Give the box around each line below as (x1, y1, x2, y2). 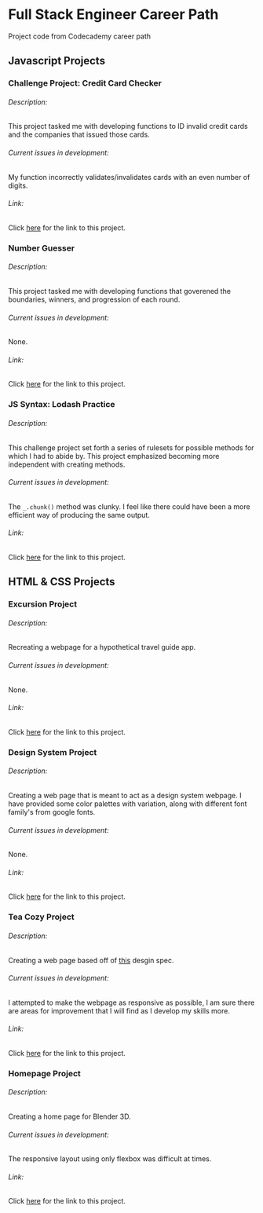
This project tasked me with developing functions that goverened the (8, 286, 232, 295)
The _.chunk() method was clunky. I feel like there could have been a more (8, 501, 250, 511)
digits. (8, 181, 28, 190)
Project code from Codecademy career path (8, 31, 152, 41)
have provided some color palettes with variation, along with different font (8, 799, 247, 808)
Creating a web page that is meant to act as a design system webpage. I (8, 790, 242, 800)
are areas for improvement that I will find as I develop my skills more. (8, 1006, 230, 1015)
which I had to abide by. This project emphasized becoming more (8, 451, 220, 460)
